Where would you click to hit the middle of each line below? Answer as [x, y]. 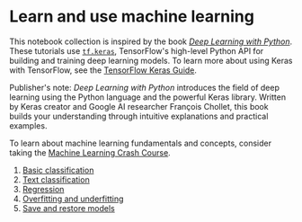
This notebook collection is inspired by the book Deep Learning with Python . [151, 41]
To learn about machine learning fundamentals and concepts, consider [141, 143]
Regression [43, 189]
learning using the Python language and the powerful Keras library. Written [147, 97]
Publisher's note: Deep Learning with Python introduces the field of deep [145, 87]
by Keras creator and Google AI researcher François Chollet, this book [139, 106]
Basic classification [58, 170]
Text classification [56, 179]
